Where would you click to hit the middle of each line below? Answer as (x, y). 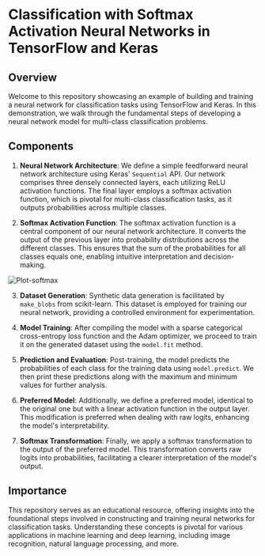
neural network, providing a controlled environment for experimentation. (137, 312)
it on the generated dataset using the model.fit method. (111, 344)
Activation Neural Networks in (110, 31)
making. (32, 265)
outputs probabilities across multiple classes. (93, 207)
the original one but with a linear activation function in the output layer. (135, 408)
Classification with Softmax (101, 15)
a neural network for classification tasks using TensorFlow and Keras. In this (132, 105)
